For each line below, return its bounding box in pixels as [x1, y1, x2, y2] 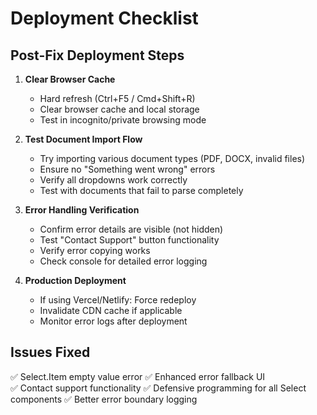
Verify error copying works [39, 245, 151, 256]
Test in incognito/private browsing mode [39, 114, 207, 126]
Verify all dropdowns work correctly [39, 174, 188, 186]
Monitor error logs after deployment [39, 315, 188, 327]
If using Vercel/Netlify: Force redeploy [39, 294, 197, 306]
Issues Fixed [10, 344, 91, 361]
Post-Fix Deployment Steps [10, 47, 185, 64]
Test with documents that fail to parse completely [39, 185, 244, 196]
